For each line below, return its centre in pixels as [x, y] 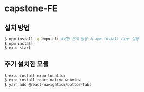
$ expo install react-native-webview [43, 80]
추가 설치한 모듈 [27, 64]
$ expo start [18, 48]
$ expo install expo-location [35, 76]
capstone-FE [31, 8]
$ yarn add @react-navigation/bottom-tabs [48, 85]
